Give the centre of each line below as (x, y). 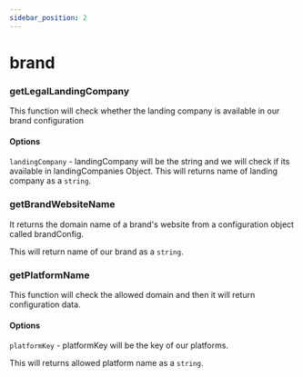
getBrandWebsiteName (62, 204)
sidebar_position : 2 (49, 18)
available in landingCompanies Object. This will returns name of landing (144, 171)
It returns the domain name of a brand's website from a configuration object (151, 224)
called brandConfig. (47, 233)
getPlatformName (50, 275)
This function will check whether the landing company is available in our (145, 111)
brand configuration (47, 121)
